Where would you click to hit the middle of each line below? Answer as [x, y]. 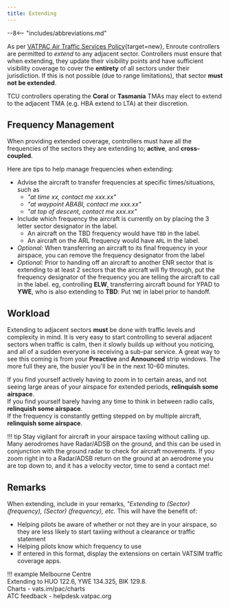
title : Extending [32, 13]
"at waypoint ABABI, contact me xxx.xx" [84, 204]
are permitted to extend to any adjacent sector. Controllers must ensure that [114, 53]
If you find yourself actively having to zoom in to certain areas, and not [107, 380]
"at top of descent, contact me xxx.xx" [82, 212]
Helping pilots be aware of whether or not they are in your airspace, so [117, 525]
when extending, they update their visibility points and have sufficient [105, 61]
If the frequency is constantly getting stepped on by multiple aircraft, [104, 416]
